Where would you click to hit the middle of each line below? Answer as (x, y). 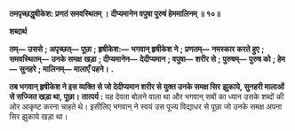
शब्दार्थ (18, 31)
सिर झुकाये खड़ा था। (39, 116)
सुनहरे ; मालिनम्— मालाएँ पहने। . (66, 69)
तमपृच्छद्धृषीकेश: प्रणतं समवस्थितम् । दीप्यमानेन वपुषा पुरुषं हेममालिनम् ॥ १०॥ (115, 14)
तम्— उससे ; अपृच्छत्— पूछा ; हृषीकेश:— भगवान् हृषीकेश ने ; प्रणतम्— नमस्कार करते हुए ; (137, 49)
